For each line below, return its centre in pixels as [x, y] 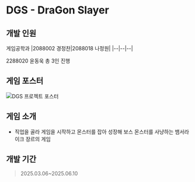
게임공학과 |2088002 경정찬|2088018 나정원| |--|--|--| [69, 48]
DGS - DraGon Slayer [58, 10]
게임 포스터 [25, 81]
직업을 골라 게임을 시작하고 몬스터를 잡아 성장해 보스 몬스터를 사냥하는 [94, 132]
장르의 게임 [38, 139]
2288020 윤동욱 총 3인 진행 [38, 61]
